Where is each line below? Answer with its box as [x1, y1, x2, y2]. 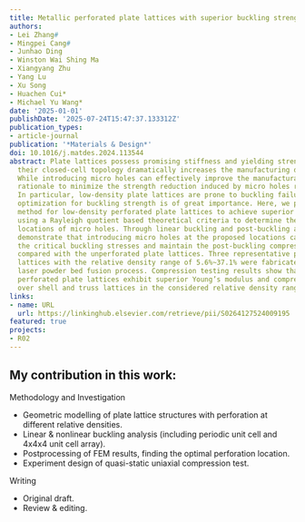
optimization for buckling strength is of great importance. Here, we [17, 199, 290, 209]
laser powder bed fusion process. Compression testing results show [17, 267, 282, 276]
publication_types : [9, 123, 84, 133]
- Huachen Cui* [9, 89, 67, 98]
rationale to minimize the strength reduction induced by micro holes [17, 182, 290, 192]
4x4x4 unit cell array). [22, 438, 106, 449]
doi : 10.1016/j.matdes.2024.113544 [9, 148, 144, 157]
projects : [9, 326, 47, 335]
